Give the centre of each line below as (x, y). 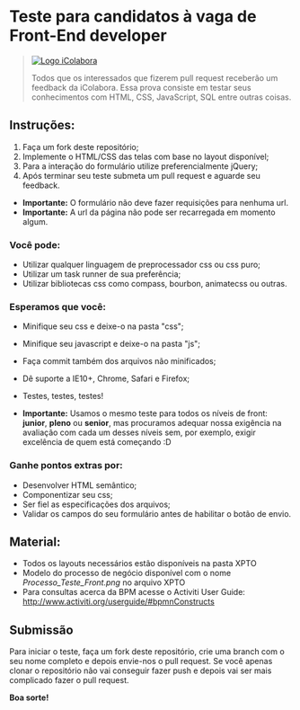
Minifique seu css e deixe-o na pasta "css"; (103, 326)
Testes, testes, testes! (63, 396)
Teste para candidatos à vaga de (133, 17)
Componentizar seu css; (67, 494)
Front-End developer (88, 35)
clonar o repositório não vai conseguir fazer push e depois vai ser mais (141, 670)
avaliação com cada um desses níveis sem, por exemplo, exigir (139, 432)
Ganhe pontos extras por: (66, 466)
